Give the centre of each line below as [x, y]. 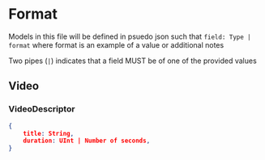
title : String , [49, 133]
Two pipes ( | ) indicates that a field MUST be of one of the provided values [132, 61]
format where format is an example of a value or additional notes [116, 44]
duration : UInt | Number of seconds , [87, 141]
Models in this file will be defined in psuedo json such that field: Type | [130, 36]
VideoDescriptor [42, 109]
